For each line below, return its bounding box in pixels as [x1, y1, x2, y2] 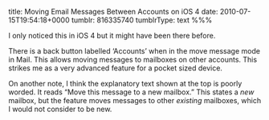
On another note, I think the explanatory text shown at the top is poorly [8, 79, 243, 88]
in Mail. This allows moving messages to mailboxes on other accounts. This [8, 55, 258, 64]
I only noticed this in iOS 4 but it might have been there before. [8, 31, 216, 40]
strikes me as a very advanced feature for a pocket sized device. [8, 63, 223, 73]
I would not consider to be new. [8, 104, 112, 114]
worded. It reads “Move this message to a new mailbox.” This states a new [8, 87, 255, 97]
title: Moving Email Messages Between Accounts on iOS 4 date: [8, 7, 218, 16]
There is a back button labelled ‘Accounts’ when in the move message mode [8, 46, 261, 55]
